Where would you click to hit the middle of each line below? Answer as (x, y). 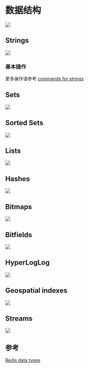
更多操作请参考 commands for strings (44, 79)
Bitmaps (19, 207)
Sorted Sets (24, 123)
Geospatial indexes (36, 291)
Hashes (18, 179)
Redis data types (23, 360)
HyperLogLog (27, 263)
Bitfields (19, 235)
